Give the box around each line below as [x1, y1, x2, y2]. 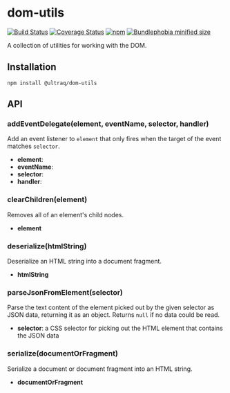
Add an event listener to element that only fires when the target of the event [7, 135, 222, 143]
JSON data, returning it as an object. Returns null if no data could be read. [7, 311, 220, 319]
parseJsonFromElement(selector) [7, 287, 123, 297]
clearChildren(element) [7, 195, 88, 205]
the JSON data [17, 331, 59, 340]
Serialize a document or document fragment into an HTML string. [7, 365, 193, 373]
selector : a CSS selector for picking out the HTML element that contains [17, 324, 223, 333]
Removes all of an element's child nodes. [7, 210, 124, 219]
